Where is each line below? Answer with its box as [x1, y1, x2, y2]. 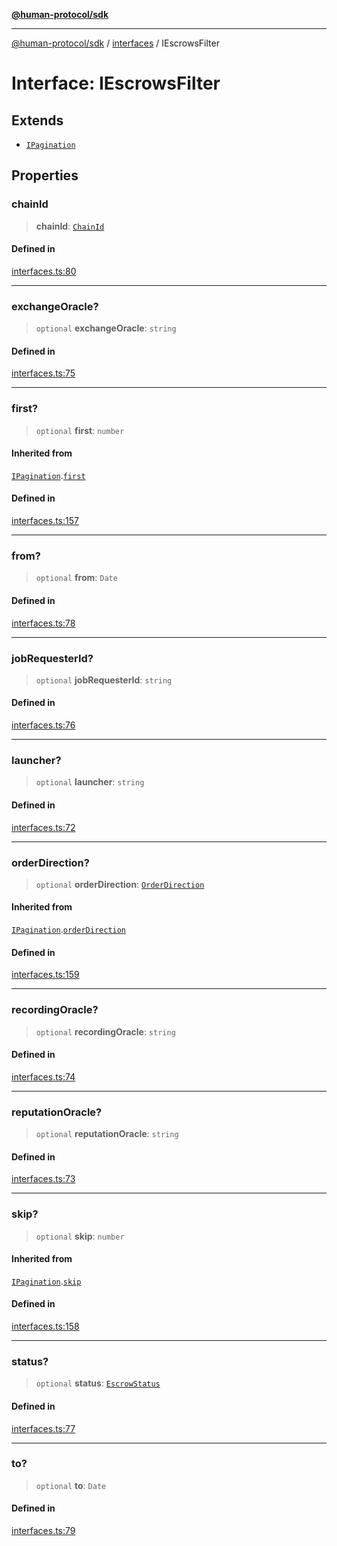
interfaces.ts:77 [11, 1422, 76, 1434]
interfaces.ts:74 [11, 1070, 76, 1083]
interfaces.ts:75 [11, 367, 76, 379]
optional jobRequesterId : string [35, 674, 173, 686]
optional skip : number [35, 1230, 125, 1242]
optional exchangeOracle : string [35, 322, 177, 334]
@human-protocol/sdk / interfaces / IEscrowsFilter [11, 37, 220, 49]
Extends [11, 112, 64, 129]
